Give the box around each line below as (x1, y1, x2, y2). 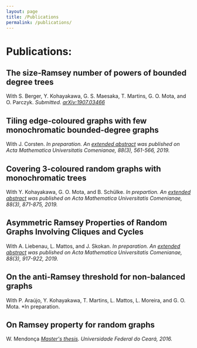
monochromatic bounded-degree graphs (6, 125, 159, 135)
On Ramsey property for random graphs (6, 320, 155, 330)
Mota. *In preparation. (6, 303, 60, 310)
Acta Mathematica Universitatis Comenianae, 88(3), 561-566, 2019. (6, 147, 170, 154)
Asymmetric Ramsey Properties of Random (6, 218, 167, 228)
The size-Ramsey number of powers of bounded (6, 68, 186, 78)
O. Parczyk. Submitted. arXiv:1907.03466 (6, 99, 106, 106)
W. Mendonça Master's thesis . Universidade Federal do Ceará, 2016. (6, 335, 173, 343)
